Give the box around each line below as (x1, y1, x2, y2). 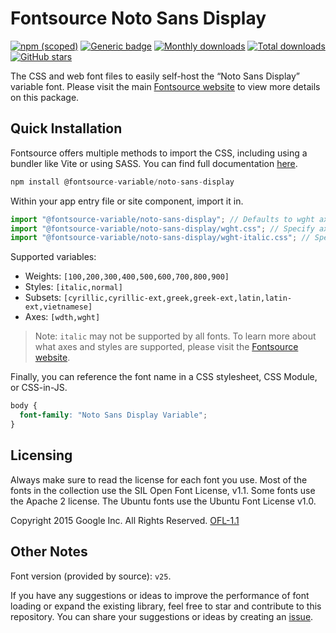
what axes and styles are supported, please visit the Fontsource (34, 341, 299, 353)
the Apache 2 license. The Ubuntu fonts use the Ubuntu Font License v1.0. (10, 495, 317, 507)
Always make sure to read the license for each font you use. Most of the (10, 473, 308, 486)
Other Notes (10, 543, 88, 561)
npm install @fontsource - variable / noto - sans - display (10, 177, 235, 187)
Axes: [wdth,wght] (24, 311, 101, 323)
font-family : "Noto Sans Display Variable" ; (19, 410, 208, 421)
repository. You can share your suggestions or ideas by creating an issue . (10, 610, 314, 622)
